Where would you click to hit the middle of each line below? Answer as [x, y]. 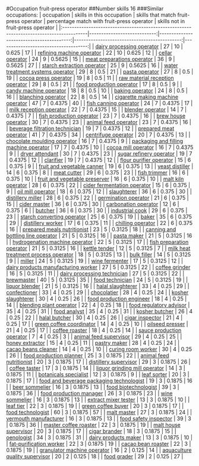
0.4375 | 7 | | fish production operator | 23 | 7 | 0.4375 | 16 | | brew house [96, 116]
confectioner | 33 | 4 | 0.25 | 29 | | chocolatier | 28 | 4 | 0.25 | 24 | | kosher [97, 292]
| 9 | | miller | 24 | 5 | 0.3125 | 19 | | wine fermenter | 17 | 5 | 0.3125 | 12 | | [94, 261]
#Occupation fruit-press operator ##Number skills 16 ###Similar [85, 9]
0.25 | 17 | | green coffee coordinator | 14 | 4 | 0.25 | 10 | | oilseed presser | [97, 324]
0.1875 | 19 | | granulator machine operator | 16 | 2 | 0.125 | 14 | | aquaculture [99, 450]
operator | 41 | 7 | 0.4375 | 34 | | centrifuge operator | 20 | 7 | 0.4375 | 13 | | [98, 135]
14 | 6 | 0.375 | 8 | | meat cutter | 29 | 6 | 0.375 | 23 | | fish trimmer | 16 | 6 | [97, 172]
